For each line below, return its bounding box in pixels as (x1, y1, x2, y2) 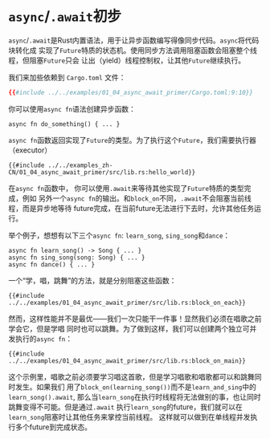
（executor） (8, 145, 52, 155)
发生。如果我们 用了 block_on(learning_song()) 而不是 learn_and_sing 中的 (14, 382, 257, 392)
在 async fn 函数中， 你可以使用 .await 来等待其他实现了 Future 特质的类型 (8, 183, 245, 193)
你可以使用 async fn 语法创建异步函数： (8, 104, 137, 113)
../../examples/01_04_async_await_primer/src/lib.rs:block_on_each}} (8, 299, 247, 307)
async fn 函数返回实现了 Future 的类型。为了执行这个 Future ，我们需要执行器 (8, 135, 257, 144)
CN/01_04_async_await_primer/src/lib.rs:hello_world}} (8, 168, 196, 177)
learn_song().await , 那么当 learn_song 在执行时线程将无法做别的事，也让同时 (8, 392, 261, 401)
